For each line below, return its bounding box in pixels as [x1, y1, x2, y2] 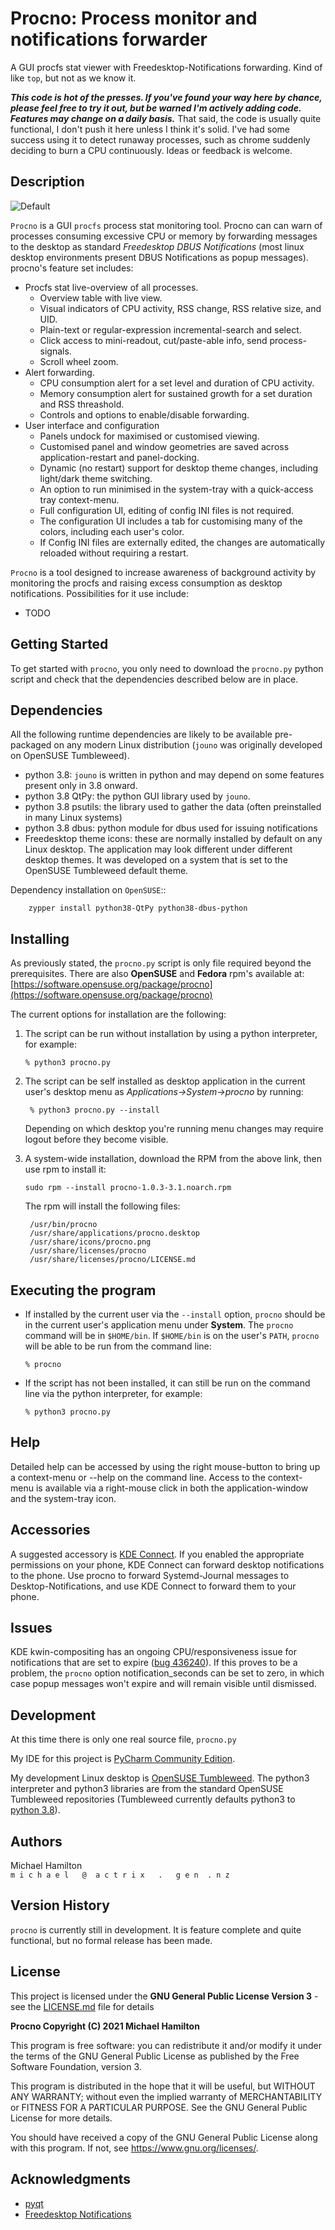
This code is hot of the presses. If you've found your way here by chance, [10, 91, 323, 103]
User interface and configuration [24, 419, 160, 431]
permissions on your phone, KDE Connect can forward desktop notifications [10, 1558, 325, 1571]
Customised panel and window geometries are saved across [39, 440, 290, 452]
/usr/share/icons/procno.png [29, 1237, 152, 1247]
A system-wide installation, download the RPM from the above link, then [24, 1153, 322, 1165]
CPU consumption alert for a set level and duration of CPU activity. [39, 377, 315, 389]
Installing [10, 930, 70, 947]
